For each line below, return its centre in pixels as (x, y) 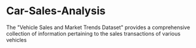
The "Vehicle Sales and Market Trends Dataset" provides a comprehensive (98, 27)
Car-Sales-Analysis (56, 11)
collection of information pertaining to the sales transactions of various (94, 33)
